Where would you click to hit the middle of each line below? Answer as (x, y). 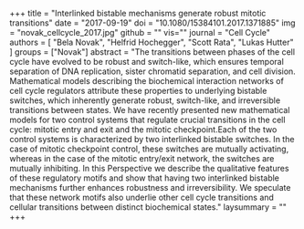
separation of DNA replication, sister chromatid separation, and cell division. (153, 71)
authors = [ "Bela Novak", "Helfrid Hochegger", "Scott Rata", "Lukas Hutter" (152, 42)
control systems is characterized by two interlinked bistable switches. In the (152, 139)
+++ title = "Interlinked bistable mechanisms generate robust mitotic (138, 13)
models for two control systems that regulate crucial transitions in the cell (147, 120)
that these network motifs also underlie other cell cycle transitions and (142, 197)
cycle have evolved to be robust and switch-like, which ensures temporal (147, 62)
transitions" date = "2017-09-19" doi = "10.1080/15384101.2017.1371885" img (152, 23)
